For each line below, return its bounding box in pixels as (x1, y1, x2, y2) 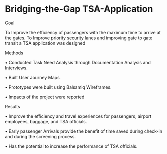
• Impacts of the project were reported (5, 94, 85, 100)
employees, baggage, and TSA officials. (5, 118, 87, 124)
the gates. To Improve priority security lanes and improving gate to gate (5, 35, 153, 41)
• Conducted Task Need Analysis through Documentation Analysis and (5, 59, 151, 65)
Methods (5, 50, 24, 56)
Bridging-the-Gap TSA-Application (5, 3, 153, 15)
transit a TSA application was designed (5, 40, 86, 46)
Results (5, 103, 21, 109)
